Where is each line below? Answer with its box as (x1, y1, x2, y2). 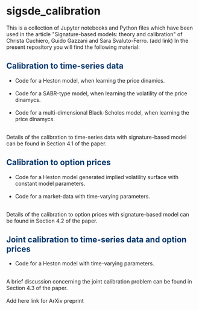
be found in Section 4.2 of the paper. (6, 217, 98, 224)
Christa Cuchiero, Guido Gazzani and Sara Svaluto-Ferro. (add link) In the (6, 37, 189, 44)
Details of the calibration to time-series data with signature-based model (6, 133, 187, 141)
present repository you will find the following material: (6, 43, 140, 51)
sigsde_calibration (6, 4, 101, 18)
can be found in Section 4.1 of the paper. (6, 140, 107, 147)
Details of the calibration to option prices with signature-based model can (6, 210, 189, 218)
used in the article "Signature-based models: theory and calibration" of (6, 30, 183, 37)
